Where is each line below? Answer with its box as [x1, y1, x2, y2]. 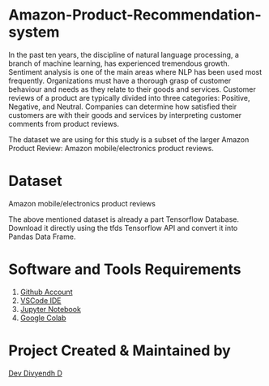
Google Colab [19, 313, 66, 323]
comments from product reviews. [8, 119, 120, 128]
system [8, 23, 60, 41]
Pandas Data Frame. [8, 232, 76, 241]
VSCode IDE [19, 295, 62, 306]
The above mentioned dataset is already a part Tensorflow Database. [8, 214, 240, 224]
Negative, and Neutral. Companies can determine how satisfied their [8, 102, 237, 111]
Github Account [19, 287, 73, 297]
